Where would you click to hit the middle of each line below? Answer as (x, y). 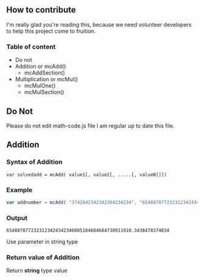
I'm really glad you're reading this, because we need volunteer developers (99, 24)
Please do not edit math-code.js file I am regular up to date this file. (90, 125)
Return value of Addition (43, 257)
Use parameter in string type (42, 242)
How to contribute (41, 10)
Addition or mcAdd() (40, 67)
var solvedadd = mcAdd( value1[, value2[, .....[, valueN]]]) (87, 175)
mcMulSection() (44, 92)
